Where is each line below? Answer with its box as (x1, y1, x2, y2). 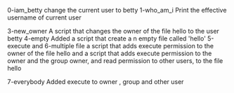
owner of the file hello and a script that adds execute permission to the (7, 49, 212, 57)
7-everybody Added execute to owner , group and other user (7, 78, 184, 86)
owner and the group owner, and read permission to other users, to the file (7, 57, 223, 65)
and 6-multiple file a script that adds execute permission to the (32, 42, 214, 50)
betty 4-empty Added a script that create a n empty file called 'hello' (7, 34, 206, 43)
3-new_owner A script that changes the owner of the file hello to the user (7, 27, 220, 35)
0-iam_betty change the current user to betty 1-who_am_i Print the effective (7, 6, 227, 14)
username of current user (7, 13, 82, 22)
